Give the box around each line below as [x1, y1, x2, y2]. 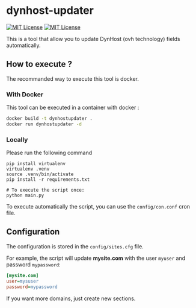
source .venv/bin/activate [6, 171, 74, 178]
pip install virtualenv [6, 161, 66, 167]
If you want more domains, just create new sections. [6, 295, 136, 302]
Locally [6, 135, 28, 143]
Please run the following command [6, 149, 93, 157]
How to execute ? [6, 59, 72, 69]
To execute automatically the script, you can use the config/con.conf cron [6, 203, 191, 210]
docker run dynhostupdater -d [6, 121, 82, 127]
